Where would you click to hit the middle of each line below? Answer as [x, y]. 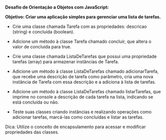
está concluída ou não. [36, 102]
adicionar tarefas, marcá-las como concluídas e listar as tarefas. [78, 117]
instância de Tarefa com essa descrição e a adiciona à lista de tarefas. [84, 82]
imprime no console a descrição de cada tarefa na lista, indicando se [83, 97]
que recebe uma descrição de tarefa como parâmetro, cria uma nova [83, 76]
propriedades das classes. [32, 132]
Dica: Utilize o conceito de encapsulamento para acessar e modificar [76, 127]
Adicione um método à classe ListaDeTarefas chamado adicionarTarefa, [85, 71]
